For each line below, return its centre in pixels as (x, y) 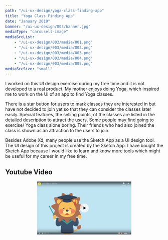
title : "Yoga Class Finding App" (40, 16)
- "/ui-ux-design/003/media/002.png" (54, 48)
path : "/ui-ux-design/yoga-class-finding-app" (55, 11)
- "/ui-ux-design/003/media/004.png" (54, 58)
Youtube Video (29, 172)
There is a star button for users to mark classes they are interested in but (80, 104)
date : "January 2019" (28, 21)
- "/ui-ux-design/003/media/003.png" (54, 53)
